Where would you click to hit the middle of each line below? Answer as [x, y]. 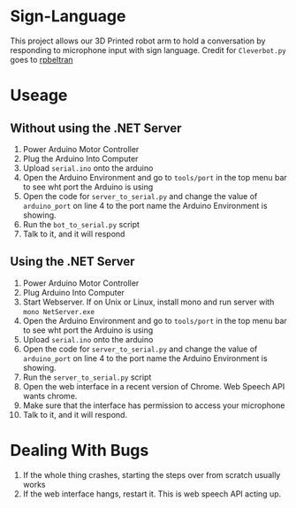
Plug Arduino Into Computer [73, 292]
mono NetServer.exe [59, 312]
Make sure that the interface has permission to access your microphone [154, 405]
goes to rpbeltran [42, 59]
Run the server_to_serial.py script [87, 377]
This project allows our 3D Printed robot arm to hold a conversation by [138, 41]
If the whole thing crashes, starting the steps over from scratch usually [152, 474]
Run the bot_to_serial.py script [81, 224]
